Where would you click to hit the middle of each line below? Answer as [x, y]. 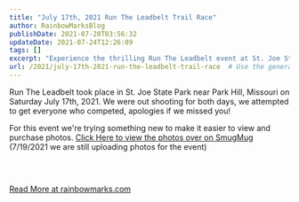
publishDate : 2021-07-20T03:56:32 [73, 34]
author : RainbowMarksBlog [57, 26]
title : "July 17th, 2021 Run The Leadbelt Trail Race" [113, 17]
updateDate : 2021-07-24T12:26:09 [71, 42]
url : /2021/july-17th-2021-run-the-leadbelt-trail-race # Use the [137, 67]
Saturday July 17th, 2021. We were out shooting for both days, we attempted [149, 101]
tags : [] [25, 50]
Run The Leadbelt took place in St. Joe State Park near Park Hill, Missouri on [149, 92]
